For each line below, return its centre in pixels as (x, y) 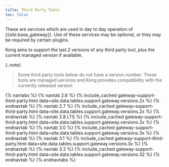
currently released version (45, 85)
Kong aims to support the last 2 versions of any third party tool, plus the (80, 50)
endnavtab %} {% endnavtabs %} (40, 159)
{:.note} (13, 65)
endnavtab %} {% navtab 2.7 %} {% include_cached (60, 106)
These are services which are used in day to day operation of (69, 29)
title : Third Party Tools (32, 10)
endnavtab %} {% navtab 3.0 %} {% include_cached (60, 128)
